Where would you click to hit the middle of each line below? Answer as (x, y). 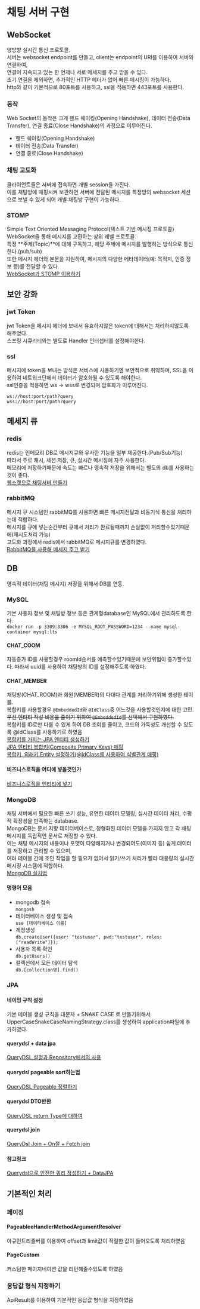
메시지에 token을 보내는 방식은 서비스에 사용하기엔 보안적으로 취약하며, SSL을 (97, 370)
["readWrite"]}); (37, 942)
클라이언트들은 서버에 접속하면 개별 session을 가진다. (68, 184)
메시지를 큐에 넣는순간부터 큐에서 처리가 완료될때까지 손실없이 (79, 527)
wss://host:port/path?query (42, 401)
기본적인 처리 (29, 1193)
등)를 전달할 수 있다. (36, 266)
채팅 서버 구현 (38, 12)
